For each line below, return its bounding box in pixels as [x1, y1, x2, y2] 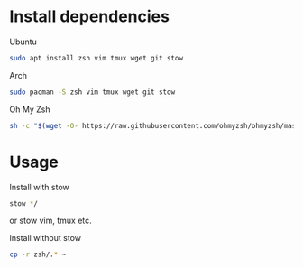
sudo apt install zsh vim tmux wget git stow [9, 53, 183, 62]
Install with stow [9, 181, 69, 192]
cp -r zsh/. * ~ [9, 250, 67, 259]
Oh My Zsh [9, 104, 50, 115]
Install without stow [9, 233, 81, 244]
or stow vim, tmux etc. [9, 215, 92, 226]
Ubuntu [9, 36, 38, 47]
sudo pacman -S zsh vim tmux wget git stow [9, 88, 176, 97]
